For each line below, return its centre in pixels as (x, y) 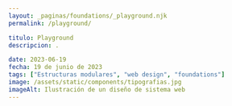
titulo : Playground (41, 38)
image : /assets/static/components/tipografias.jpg (95, 82)
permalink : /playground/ (50, 23)
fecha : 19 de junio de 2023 (56, 67)
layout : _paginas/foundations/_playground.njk (88, 16)
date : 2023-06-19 (37, 60)
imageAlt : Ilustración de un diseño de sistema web (97, 89)
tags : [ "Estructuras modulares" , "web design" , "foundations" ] (117, 75)
